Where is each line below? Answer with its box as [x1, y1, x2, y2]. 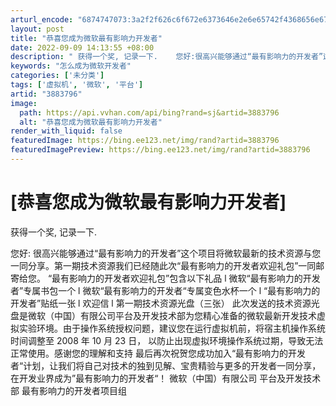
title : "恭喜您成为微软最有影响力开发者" [10, 33, 163, 43]
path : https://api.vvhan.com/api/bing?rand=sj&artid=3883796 [19, 107, 280, 118]
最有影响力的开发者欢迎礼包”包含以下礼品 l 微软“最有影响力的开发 [51, 272, 321, 284]
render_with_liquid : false [10, 126, 123, 136]
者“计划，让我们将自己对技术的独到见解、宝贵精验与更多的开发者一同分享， [10, 359, 322, 371]
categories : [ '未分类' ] [10, 71, 105, 81]
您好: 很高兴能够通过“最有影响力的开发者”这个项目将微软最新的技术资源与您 [10, 247, 322, 259]
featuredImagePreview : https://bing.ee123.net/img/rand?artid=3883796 [10, 145, 311, 155]
